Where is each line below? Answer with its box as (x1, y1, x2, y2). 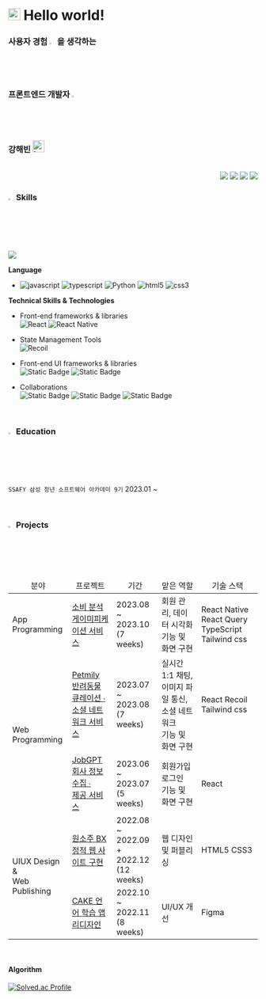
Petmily (71, 669, 101, 680)
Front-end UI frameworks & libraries (19, 359, 137, 368)
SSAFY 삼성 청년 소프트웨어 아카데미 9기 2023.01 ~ (8, 484, 158, 493)
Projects (15, 519, 49, 530)
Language (8, 264, 42, 275)
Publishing (12, 885, 51, 896)
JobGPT (71, 754, 103, 765)
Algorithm (8, 965, 42, 974)
